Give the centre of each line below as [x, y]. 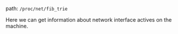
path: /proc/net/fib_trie [37, 8]
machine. [17, 26]
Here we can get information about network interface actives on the [89, 20]
